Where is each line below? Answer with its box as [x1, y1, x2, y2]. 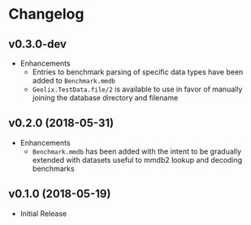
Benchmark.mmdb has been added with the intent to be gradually [32, 146, 242, 156]
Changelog [8, 5, 84, 23]
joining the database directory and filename [32, 93, 179, 102]
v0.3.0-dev [8, 37, 67, 51]
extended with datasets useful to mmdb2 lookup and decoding [32, 155, 243, 164]
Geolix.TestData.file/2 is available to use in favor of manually [32, 84, 243, 94]
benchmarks [32, 163, 75, 173]
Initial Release [19, 208, 67, 219]
